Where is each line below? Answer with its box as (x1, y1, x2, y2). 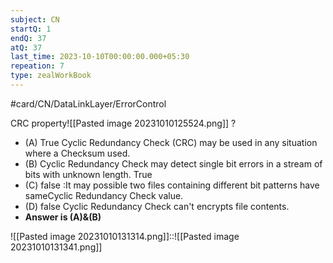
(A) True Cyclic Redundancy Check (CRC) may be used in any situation (24, 136, 318, 148)
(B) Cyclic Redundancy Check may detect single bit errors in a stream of (24, 157, 323, 170)
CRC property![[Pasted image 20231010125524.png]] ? (10, 117, 237, 129)
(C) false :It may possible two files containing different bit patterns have (24, 179, 320, 191)
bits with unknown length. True (24, 168, 153, 180)
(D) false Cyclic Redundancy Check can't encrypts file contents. (24, 200, 290, 212)
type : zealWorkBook (10, 71, 92, 81)
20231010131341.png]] (10, 241, 103, 253)
